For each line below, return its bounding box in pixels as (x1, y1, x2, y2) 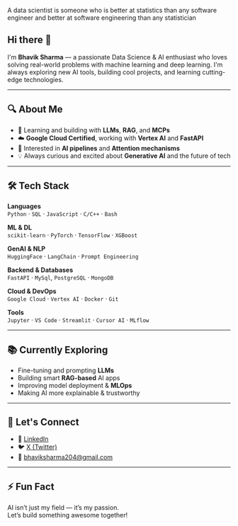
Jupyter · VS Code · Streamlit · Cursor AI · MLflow (7, 316, 149, 324)
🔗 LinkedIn (17, 435, 49, 443)
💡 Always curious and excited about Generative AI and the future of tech (17, 151, 231, 160)
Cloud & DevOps (7, 287, 57, 296)
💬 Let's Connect (7, 416, 79, 428)
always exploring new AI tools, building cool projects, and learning (7, 67, 200, 76)
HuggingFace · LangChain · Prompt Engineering (7, 252, 139, 261)
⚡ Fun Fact (7, 481, 55, 493)
